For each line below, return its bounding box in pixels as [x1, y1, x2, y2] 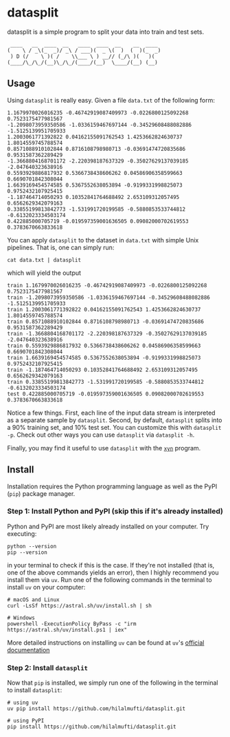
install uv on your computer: [7, 583, 86, 591]
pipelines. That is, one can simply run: [7, 243, 115, 251]
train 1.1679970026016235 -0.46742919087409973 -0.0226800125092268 [7, 282, 207, 289]
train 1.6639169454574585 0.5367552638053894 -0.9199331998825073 [7, 354, 201, 361]
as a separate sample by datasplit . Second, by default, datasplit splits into [7, 415, 222, 424]
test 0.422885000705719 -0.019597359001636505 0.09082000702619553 [7, 391, 205, 397]
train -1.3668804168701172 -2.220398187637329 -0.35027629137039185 [7, 330, 207, 337]
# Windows [7, 614, 36, 621]
